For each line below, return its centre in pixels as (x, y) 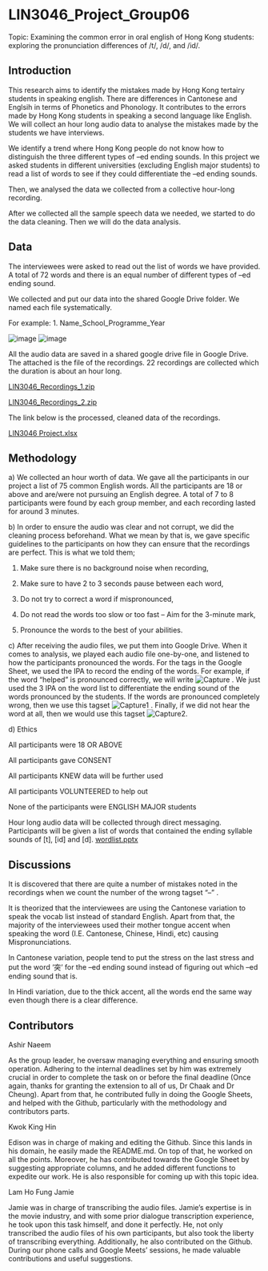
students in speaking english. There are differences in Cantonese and (123, 99)
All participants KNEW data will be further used (86, 776)
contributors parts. (39, 1111)
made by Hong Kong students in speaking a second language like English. (130, 115)
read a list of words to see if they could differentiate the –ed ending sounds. (133, 173)
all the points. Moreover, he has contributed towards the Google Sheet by (129, 1159)
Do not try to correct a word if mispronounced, (97, 599)
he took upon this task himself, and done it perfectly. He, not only (116, 1225)
